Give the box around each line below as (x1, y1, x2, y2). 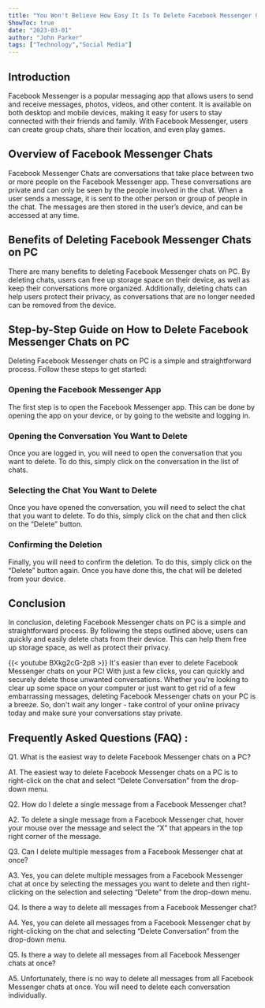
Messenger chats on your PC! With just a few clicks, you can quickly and (8, 666, 244, 676)
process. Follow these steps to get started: (8, 365, 147, 374)
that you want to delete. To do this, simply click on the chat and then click (8, 511, 247, 521)
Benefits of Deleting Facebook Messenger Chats (8, 234, 252, 247)
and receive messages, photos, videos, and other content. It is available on (8, 99, 252, 109)
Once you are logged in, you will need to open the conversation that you (8, 448, 243, 458)
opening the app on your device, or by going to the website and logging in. (8, 410, 251, 420)
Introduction (8, 70, 71, 84)
